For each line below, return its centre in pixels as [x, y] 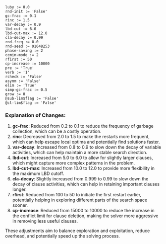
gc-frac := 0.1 [21, 16]
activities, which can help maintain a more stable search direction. [80, 153]
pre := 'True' [20, 68]
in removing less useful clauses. [45, 221]
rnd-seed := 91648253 [28, 46]
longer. [20, 189]
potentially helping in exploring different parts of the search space [80, 200]
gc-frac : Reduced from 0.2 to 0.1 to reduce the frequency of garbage [83, 126]
